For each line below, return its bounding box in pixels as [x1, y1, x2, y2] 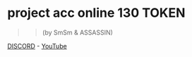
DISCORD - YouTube [7, 42, 67, 50]
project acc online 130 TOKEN [7, 5, 186, 21]
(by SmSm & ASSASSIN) [42, 28, 113, 37]
